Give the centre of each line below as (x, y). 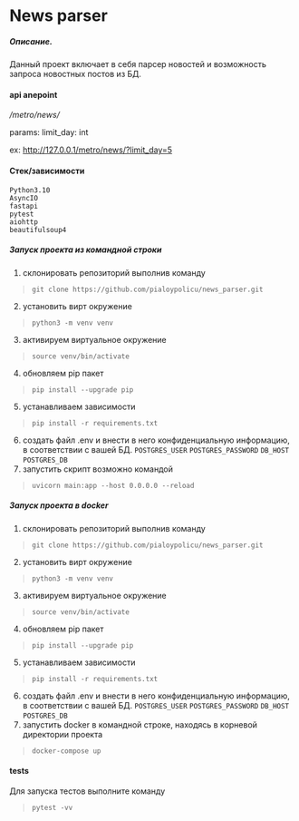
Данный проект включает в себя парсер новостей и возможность (138, 64)
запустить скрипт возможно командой (98, 469)
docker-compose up (66, 751)
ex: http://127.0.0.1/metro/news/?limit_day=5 (91, 150)
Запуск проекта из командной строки (86, 249)
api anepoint (34, 94)
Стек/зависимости (47, 171)
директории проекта (63, 734)
